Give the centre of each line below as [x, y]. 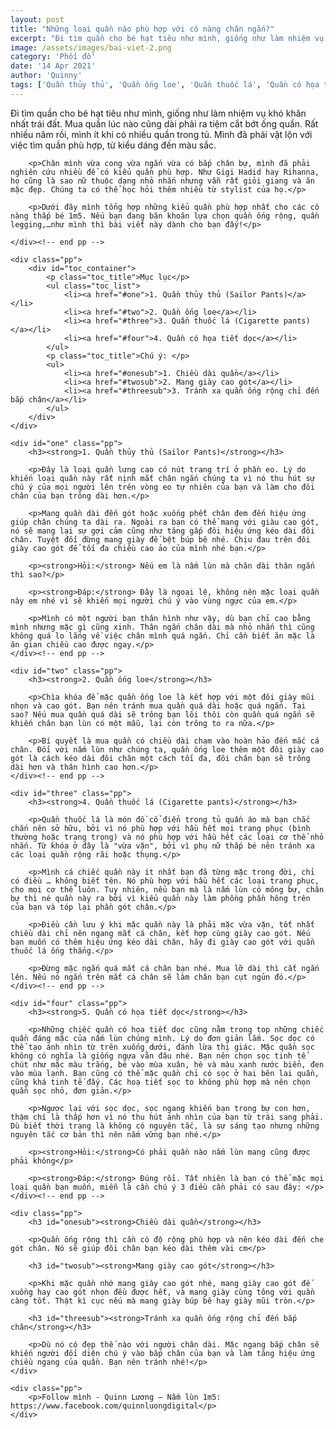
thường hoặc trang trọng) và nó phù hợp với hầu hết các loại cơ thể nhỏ [167, 837]
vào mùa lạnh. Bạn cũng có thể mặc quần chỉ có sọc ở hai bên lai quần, [165, 1073]
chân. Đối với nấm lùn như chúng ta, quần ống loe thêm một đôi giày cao [167, 749]
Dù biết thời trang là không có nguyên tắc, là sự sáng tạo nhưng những [165, 1126]
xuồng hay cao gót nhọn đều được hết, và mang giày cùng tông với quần [162, 1292]
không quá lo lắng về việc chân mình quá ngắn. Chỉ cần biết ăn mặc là [162, 636]
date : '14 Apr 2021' [53, 66]
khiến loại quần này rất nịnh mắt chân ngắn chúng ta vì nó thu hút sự [162, 478]
